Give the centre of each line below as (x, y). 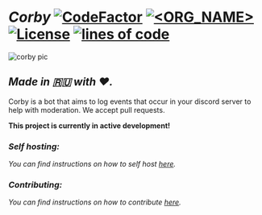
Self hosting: (34, 147)
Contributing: (35, 184)
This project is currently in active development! (89, 126)
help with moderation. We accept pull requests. (87, 110)
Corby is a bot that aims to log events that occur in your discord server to (130, 101)
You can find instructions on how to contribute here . (95, 202)
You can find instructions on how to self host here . (92, 164)
